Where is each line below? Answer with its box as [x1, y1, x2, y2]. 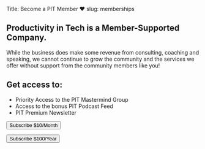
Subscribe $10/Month [9, 122, 58, 128]
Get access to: [6, 80, 63, 90]
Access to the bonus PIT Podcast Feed [15, 102, 113, 110]
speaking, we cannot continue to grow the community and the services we [6, 55, 195, 63]
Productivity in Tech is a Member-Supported [6, 23, 180, 33]
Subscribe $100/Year [9, 135, 57, 142]
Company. [6, 32, 47, 43]
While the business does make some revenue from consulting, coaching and [6, 48, 199, 56]
